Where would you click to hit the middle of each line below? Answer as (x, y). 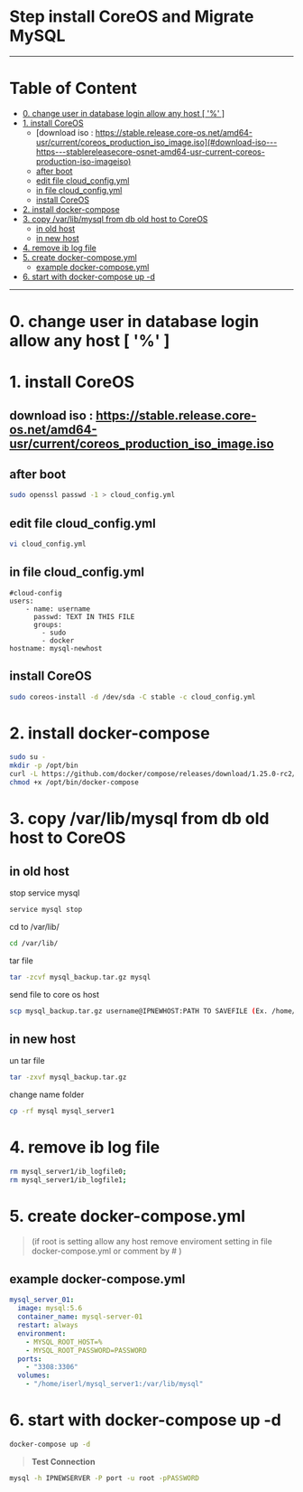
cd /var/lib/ (34, 943)
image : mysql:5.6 (50, 1309)
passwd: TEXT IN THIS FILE (84, 616)
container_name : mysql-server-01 (80, 1317)
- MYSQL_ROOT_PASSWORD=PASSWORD (86, 1350)
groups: (48, 624)
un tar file (27, 1061)
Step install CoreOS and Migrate (132, 17)
